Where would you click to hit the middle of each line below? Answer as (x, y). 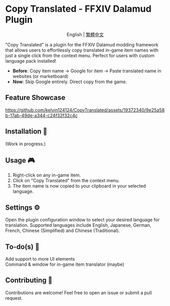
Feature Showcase (35, 98)
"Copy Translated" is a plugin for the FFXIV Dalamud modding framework (82, 44)
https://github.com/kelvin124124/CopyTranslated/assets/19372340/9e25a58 (85, 110)
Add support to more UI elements (40, 259)
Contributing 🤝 (29, 280)
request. (14, 298)
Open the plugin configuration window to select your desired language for (82, 220)
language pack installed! (31, 61)
